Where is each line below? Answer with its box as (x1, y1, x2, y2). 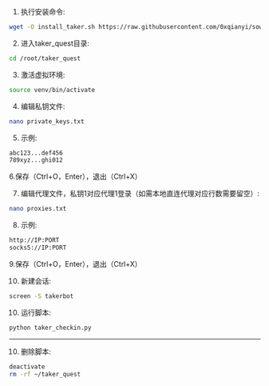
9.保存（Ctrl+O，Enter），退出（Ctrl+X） (9, 259, 142, 268)
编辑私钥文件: (20, 101, 65, 111)
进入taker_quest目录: (20, 38, 90, 48)
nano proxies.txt (9, 205, 67, 213)
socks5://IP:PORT (9, 243, 67, 251)
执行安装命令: (20, 7, 65, 16)
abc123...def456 (9, 149, 63, 157)
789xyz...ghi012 (9, 156, 63, 164)
